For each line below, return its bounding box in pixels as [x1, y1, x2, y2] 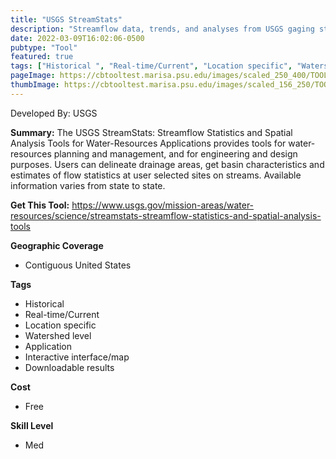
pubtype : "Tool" [10, 42, 78, 53]
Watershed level [24, 329, 92, 341]
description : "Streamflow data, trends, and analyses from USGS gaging [10, 24, 315, 34]
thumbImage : [10, 80, 60, 90]
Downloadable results [24, 361, 115, 373]
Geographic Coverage [10, 239, 104, 251]
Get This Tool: [10, 199, 70, 211]
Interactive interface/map [24, 351, 130, 363]
